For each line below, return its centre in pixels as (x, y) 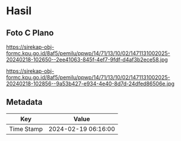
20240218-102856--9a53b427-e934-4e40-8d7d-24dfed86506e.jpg (90, 84)
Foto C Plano (30, 33)
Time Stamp (26, 129)
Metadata (24, 102)
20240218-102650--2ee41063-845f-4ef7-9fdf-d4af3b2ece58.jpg (87, 60)
